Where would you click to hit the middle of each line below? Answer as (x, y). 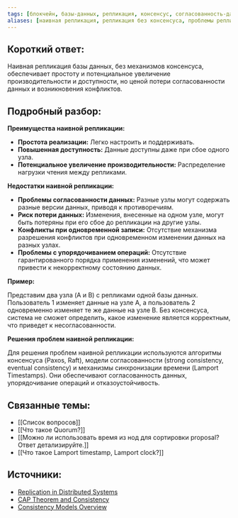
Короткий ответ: (46, 49)
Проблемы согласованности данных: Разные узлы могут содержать (124, 200)
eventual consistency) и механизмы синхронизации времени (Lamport (113, 368)
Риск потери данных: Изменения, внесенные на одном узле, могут (121, 215)
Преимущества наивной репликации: (66, 128)
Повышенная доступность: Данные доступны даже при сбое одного (123, 150)
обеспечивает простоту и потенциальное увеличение (89, 74)
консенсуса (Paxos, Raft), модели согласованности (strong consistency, (115, 360)
